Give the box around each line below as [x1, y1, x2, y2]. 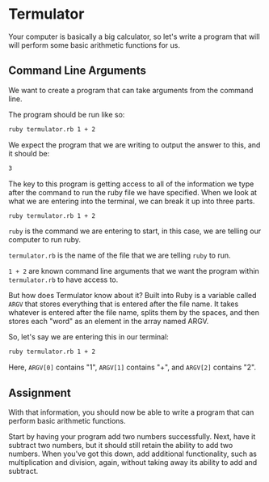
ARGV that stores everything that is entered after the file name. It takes [8, 299, 239, 309]
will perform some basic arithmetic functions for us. [8, 40, 180, 49]
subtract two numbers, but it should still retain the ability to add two [8, 441, 233, 450]
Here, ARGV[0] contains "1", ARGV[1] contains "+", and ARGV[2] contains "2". [8, 362, 257, 373]
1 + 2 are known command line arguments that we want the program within [8, 267, 260, 276]
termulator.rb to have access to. [8, 275, 119, 284]
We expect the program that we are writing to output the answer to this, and [8, 139, 261, 150]
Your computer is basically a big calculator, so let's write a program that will [8, 32, 260, 41]
